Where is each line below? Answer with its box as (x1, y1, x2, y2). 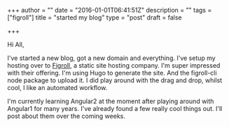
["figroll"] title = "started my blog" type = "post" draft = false (7, 13, 182, 22)
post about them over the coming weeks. (7, 112, 126, 120)
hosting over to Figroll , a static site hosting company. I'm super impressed (7, 61, 221, 69)
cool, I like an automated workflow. (7, 84, 108, 91)
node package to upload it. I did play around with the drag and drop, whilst (7, 76, 223, 84)
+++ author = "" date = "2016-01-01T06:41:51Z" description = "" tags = (7, 6, 212, 14)
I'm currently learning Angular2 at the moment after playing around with (7, 97, 214, 105)
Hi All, (7, 40, 25, 48)
